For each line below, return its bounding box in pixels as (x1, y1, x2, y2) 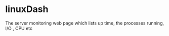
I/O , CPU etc (5, 25, 33, 31)
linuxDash (5, 3, 49, 15)
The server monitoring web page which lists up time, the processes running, (5, 20, 164, 26)
